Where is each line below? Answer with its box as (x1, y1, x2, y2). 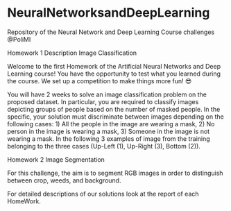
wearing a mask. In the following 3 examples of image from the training (7, 134, 210, 143)
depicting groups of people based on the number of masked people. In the (7, 105, 221, 113)
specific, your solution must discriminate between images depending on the (7, 112, 224, 121)
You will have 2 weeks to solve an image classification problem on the (7, 90, 207, 99)
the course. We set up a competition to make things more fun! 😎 (7, 76, 192, 85)
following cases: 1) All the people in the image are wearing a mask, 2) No (7, 119, 215, 128)
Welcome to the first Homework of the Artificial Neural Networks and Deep (7, 62, 221, 70)
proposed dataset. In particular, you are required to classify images (7, 97, 199, 105)
